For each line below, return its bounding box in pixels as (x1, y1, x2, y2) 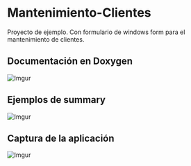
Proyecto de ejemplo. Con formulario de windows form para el (7, 28, 185, 36)
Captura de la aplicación (7, 132, 115, 144)
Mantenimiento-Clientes (7, 5, 151, 21)
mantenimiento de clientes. (7, 35, 85, 43)
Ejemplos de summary (7, 94, 106, 106)
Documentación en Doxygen (7, 56, 133, 67)
